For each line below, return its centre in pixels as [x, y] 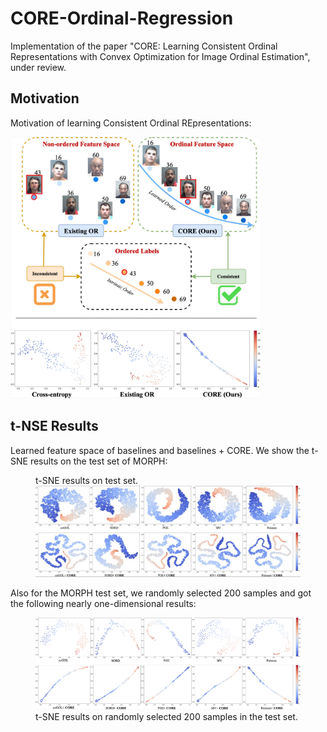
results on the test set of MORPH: [98, 461]
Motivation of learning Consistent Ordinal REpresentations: [131, 123]
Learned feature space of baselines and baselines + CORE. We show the [160, 450]
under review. [38, 67]
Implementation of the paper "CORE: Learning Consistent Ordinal [144, 46]
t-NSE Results [54, 426]
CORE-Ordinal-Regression [122, 18]
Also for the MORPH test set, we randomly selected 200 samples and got [161, 593]
